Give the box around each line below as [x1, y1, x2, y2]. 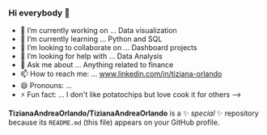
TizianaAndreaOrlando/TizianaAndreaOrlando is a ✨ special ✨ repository [8, 108, 259, 118]
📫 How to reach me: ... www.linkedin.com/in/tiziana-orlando [19, 69, 222, 79]
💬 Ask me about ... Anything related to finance [19, 60, 174, 70]
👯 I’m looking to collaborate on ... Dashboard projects [19, 43, 197, 53]
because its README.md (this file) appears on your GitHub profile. [8, 117, 220, 128]
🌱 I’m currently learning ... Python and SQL [19, 34, 163, 44]
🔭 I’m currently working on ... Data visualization [19, 26, 178, 36]
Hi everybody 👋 [8, 7, 70, 19]
